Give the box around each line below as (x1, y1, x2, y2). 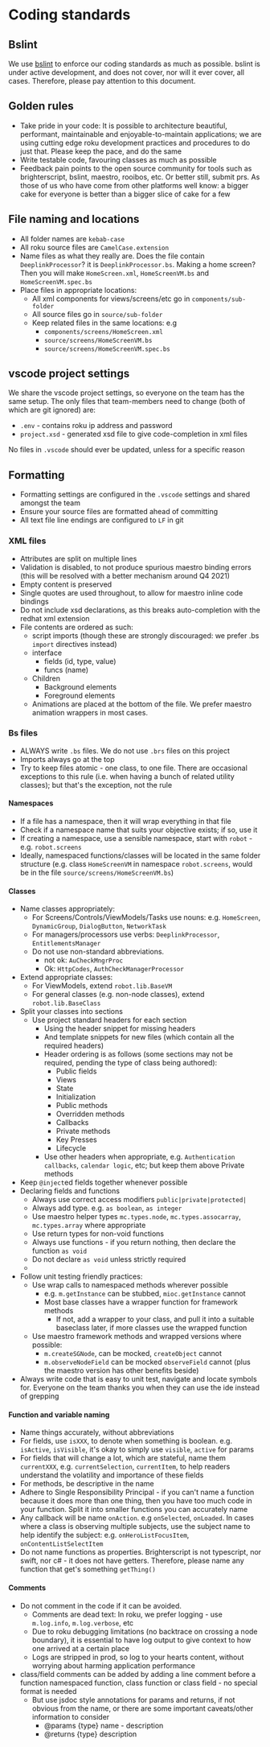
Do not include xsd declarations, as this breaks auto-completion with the (19, 605, 261, 615)
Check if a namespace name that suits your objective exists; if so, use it (19, 825, 258, 834)
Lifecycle (55, 1143, 87, 1153)
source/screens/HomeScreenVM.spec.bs (43, 344, 170, 353)
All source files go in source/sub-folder (31, 309, 163, 319)
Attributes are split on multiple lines (19, 554, 137, 563)
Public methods (55, 1101, 108, 1110)
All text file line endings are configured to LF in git (19, 515, 184, 525)
